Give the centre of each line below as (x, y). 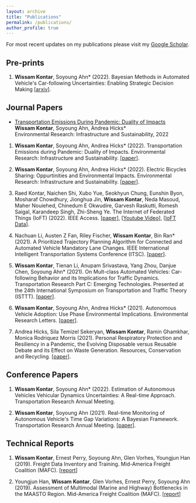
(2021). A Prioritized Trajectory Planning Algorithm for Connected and (98, 242)
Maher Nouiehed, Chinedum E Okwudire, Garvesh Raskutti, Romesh (96, 205)
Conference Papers (42, 375)
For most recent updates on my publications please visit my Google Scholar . (98, 44)
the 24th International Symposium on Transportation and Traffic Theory (101, 290)
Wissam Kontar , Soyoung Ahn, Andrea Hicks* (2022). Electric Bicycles (100, 169)
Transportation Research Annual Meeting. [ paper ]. (75, 425)
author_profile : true (32, 28)
